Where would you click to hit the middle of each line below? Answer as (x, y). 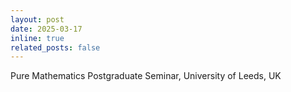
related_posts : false (55, 47)
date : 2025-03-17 (46, 29)
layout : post (37, 19)
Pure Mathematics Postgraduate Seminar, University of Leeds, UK (146, 76)
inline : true (37, 38)
